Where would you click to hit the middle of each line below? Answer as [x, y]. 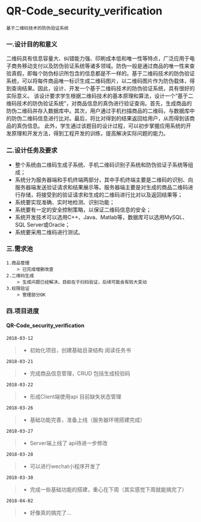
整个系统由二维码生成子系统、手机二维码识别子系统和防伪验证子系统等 [101, 165]
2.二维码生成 [20, 276]
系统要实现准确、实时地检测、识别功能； [65, 202]
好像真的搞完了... [51, 512]
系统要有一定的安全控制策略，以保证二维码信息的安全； [83, 209]
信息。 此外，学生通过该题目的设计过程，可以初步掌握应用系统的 [106, 126]
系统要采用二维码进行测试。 [49, 232]
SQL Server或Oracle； [42, 224]
